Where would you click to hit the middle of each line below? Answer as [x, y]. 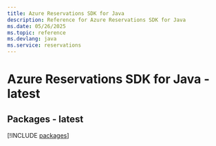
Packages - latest [45, 119]
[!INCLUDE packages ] [38, 135]
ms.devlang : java [32, 39]
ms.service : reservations [44, 45]
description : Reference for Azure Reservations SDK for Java [97, 20]
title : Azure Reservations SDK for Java [66, 13]
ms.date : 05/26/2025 [37, 26]
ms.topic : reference [37, 33]
